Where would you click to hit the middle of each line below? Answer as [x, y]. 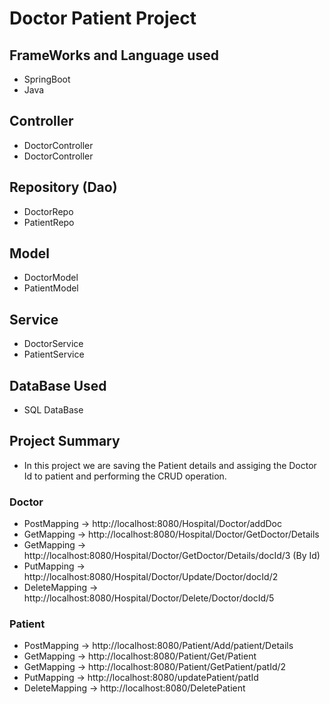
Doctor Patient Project [103, 18]
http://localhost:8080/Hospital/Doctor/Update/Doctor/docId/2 [151, 577]
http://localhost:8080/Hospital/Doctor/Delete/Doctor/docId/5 [149, 598]
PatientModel [51, 288]
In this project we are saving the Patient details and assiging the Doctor [170, 465]
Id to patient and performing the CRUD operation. [125, 476]
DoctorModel [51, 278]
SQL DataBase [53, 410]
